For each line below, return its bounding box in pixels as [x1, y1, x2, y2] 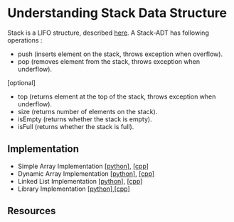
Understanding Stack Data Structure [7, 5, 228, 21]
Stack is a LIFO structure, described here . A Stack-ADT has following [7, 28, 210, 37]
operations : [7, 35, 43, 44]
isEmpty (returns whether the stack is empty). [17, 115, 152, 123]
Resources [7, 205, 56, 217]
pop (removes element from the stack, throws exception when [17, 57, 201, 65]
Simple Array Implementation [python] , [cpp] [17, 162, 149, 170]
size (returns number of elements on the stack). [17, 107, 158, 116]
